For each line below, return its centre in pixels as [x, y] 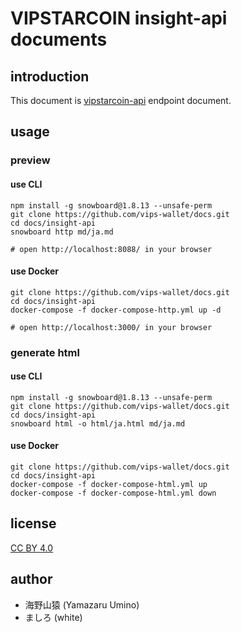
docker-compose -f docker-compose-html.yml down [113, 493]
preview [30, 160]
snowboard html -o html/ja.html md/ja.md [98, 423]
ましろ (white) [53, 617]
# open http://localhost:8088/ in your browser [111, 249]
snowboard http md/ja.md [62, 232]
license [33, 523]
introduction [50, 76]
